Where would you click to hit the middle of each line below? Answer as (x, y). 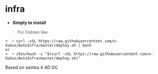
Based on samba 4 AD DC (32, 67)
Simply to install (29, 23)
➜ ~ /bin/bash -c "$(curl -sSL (38, 54)
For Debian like (32, 32)
